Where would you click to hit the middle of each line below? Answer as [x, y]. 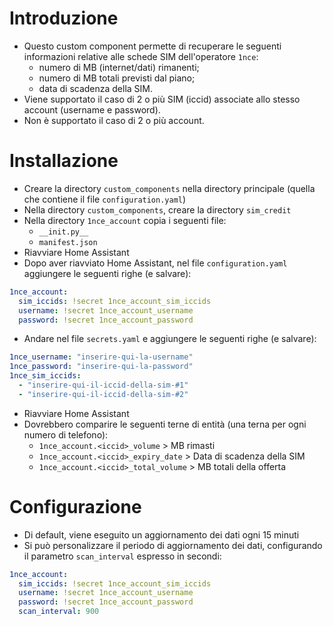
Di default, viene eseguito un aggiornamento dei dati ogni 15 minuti [161, 534]
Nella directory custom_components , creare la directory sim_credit [157, 209]
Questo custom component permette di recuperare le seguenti [152, 46]
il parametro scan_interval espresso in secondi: [122, 556]
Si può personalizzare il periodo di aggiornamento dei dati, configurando [173, 545]
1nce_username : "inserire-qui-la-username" [101, 357]
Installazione [64, 161]
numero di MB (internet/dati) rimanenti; [119, 67]
